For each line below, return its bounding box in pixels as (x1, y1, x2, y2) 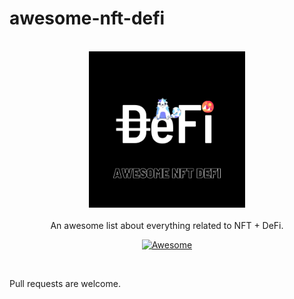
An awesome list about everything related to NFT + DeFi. (50, 219, 284, 231)
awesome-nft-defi (9, 7, 166, 30)
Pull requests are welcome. (9, 277, 121, 289)
